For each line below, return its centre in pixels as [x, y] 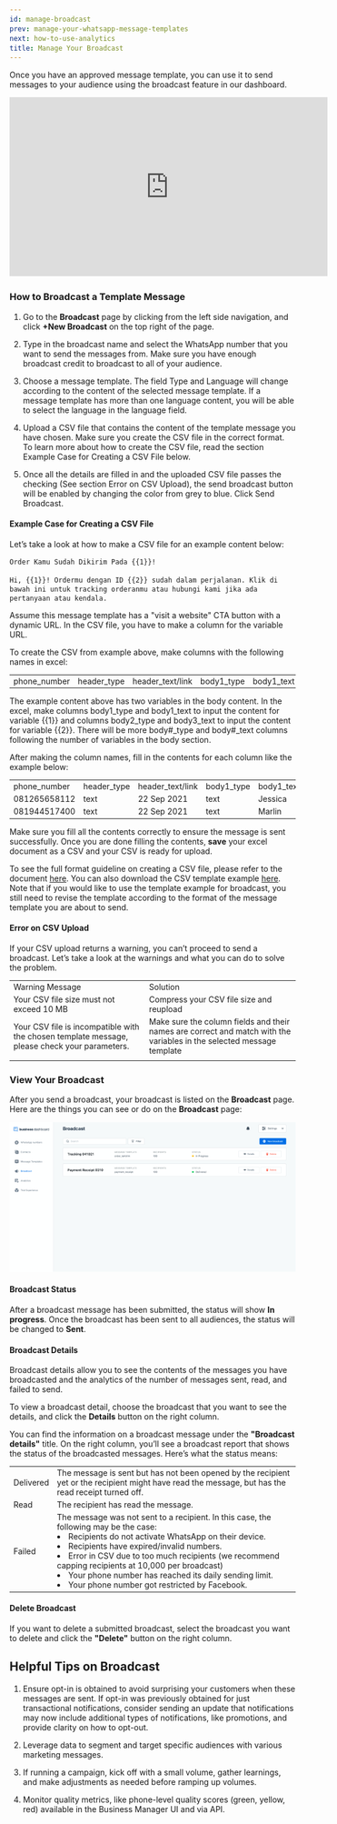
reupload [166, 1008]
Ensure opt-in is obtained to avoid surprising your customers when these [159, 1689]
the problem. [33, 967]
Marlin [270, 812]
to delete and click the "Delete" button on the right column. [121, 1639]
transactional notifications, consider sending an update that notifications [158, 1708]
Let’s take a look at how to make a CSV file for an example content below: [147, 544]
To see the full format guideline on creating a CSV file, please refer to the [146, 868]
